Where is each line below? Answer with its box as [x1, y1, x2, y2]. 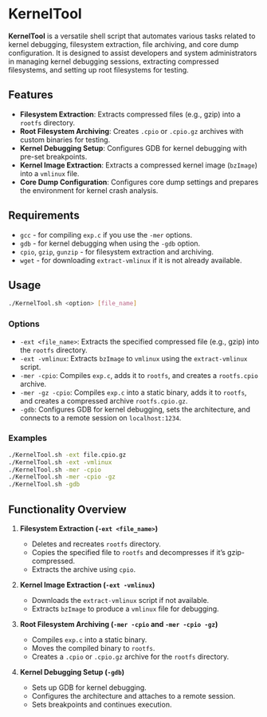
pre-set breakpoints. [19, 152, 88, 161]
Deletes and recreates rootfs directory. [31, 539, 161, 549]
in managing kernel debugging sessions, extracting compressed [8, 57, 219, 66]
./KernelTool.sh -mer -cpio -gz [8, 473, 116, 481]
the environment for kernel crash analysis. [19, 185, 159, 195]
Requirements [8, 209, 80, 223]
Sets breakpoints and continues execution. [31, 699, 172, 710]
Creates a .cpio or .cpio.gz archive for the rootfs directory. [31, 652, 230, 662]
